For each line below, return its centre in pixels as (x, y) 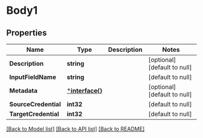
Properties (27, 33)
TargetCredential (34, 114)
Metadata (24, 91)
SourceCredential (35, 104)
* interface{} (85, 91)
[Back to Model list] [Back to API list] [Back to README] (76, 129)
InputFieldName (33, 77)
